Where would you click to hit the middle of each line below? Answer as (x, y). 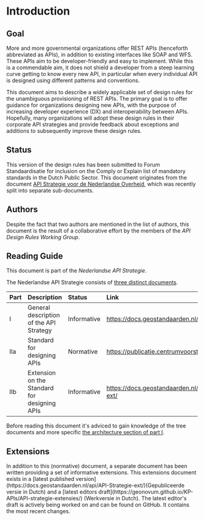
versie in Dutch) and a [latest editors (52, 492)
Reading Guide (35, 256)
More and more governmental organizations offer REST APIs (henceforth (97, 48)
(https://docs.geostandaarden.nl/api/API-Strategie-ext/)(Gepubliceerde (96, 485)
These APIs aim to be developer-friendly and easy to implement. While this (100, 61)
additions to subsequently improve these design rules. (74, 131)
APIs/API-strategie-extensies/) (45, 499)
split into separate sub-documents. (50, 190)
